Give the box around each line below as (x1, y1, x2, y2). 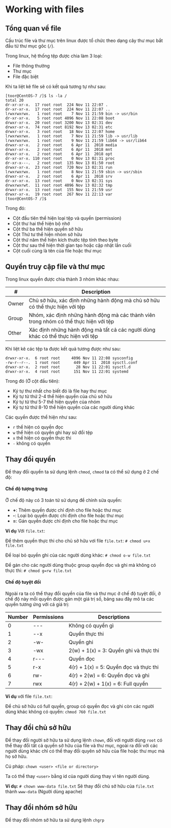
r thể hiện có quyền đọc (12, 424, 64, 430)
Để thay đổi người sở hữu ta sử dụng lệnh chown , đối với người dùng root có (5, 737, 163, 743)
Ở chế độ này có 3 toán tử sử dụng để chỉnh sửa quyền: (5, 497, 122, 503)
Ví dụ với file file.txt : (5, 694, 52, 700)
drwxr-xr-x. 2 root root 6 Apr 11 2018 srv (5, 174, 113, 179)
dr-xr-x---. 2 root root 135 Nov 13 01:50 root (5, 160, 115, 166)
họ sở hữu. (5, 753, 28, 760)
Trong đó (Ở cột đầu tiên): (5, 378, 60, 384)
